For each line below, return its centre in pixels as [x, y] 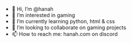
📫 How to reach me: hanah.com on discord [65, 34]
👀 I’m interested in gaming [43, 15]
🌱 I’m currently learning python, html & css [63, 21]
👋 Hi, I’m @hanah [33, 9]
